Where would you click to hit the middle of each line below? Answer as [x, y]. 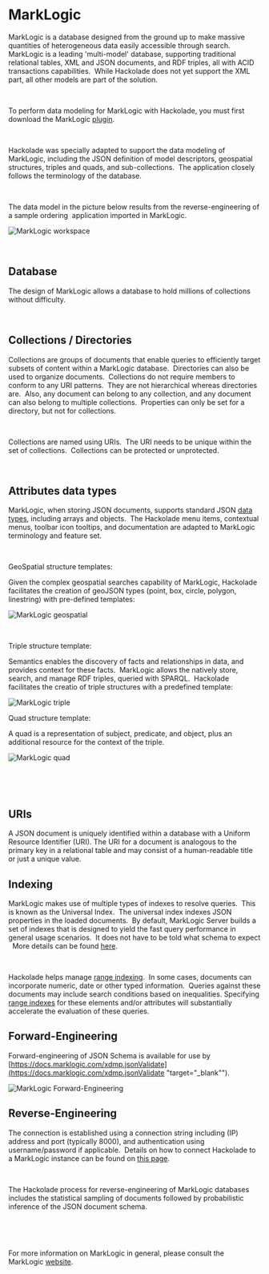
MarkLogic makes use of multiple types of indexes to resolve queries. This [132, 903]
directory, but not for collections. [62, 411]
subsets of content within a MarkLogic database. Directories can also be [129, 368]
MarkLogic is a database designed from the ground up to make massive [127, 37]
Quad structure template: [50, 718]
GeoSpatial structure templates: [60, 567]
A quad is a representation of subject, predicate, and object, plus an [120, 734]
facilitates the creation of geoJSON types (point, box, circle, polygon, [122, 591]
